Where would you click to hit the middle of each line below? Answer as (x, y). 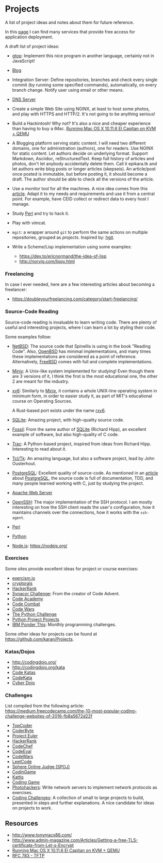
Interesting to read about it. (39, 449)
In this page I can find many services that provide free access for (70, 32)
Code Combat (26, 604)
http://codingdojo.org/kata (39, 668)
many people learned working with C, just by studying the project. (78, 483)
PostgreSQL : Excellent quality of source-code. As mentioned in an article (85, 473)
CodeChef (22, 746)
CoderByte (23, 731)
